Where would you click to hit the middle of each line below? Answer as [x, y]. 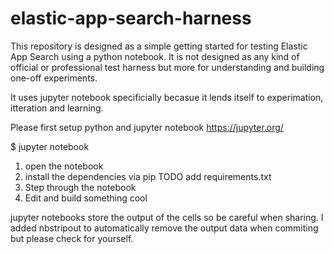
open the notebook [64, 166]
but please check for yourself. [72, 238]
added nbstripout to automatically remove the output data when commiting [164, 228]
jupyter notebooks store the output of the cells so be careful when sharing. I [167, 217]
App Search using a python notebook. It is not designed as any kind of [155, 56]
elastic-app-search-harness [131, 18]
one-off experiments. [54, 78]
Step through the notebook [80, 187]
